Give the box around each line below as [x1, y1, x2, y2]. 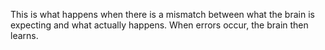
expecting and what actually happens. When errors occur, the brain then [10, 19, 309, 31]
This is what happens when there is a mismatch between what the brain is [10, 9, 315, 20]
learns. [10, 30, 39, 41]
